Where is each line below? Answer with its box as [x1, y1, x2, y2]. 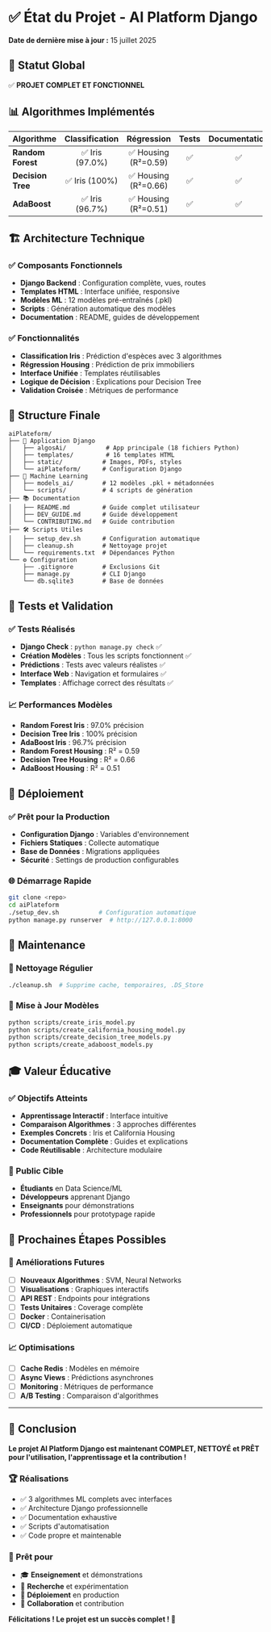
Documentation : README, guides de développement [19, 312, 200, 322]
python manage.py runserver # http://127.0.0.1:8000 [8, 916, 194, 924]
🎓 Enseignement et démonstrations [19, 1570, 144, 1580]
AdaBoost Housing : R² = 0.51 [19, 764, 121, 773]
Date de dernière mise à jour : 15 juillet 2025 [8, 35, 157, 44]
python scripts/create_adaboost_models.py [8, 1041, 153, 1049]
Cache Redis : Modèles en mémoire [19, 1363, 140, 1373]
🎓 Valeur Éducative [8, 1064, 111, 1078]
